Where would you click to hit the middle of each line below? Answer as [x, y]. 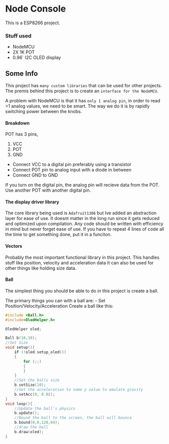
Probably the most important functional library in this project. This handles [82, 257]
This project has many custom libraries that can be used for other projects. [84, 86]
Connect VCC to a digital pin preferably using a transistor [72, 164]
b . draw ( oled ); [29, 432]
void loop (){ [19, 404]
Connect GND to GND [35, 175]
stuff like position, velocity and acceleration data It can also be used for [79, 262]
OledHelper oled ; [23, 329]
